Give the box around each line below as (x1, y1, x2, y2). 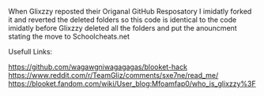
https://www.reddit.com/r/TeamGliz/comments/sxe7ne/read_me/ (8, 71, 219, 79)
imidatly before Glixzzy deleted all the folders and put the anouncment (8, 24, 237, 32)
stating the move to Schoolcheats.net (8, 31, 130, 41)
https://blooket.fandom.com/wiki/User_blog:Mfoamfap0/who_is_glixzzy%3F (8, 79, 257, 88)
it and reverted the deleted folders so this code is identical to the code (8, 15, 237, 24)
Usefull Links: (8, 47, 53, 56)
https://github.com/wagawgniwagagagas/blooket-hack (8, 62, 188, 72)
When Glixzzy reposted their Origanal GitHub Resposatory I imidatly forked (8, 7, 252, 16)
